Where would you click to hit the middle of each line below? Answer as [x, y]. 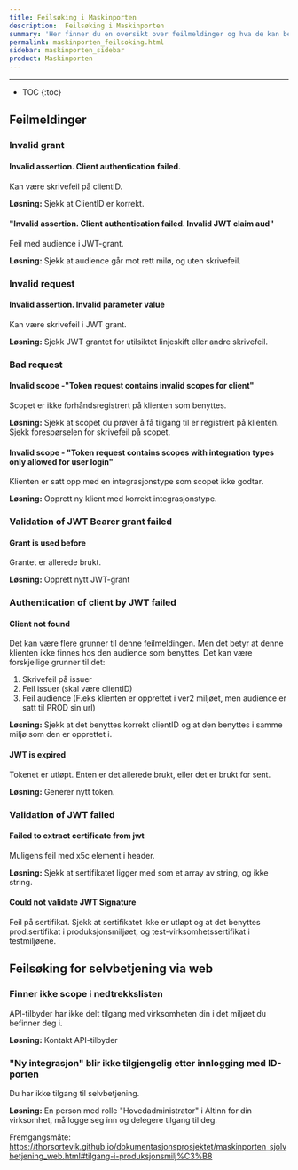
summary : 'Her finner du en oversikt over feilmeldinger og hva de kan [144, 34]
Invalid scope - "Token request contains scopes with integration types [142, 452]
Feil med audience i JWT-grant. [67, 243]
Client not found [40, 624]
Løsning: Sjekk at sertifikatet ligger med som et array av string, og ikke [139, 872]
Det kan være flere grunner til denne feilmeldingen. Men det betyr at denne [146, 643]
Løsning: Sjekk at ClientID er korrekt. [77, 203]
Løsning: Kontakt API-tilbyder [63, 1040]
